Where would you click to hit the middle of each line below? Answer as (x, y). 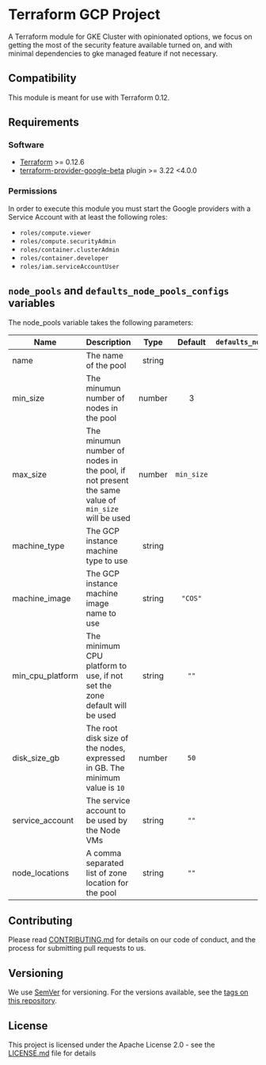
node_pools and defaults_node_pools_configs (119, 291)
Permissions (33, 191)
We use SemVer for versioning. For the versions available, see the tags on (128, 992)
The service (108, 800)
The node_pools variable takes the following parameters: (101, 322)
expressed (105, 757)
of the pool (106, 365)
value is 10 (105, 787)
